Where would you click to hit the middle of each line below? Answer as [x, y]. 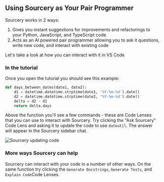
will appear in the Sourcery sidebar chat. [46, 131]
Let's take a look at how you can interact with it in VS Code [65, 55]
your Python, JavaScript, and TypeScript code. [60, 35]
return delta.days [33, 106]
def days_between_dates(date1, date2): [46, 88]
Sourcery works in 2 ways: [32, 20]
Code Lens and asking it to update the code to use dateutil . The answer [79, 126]
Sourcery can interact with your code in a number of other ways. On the [78, 164]
